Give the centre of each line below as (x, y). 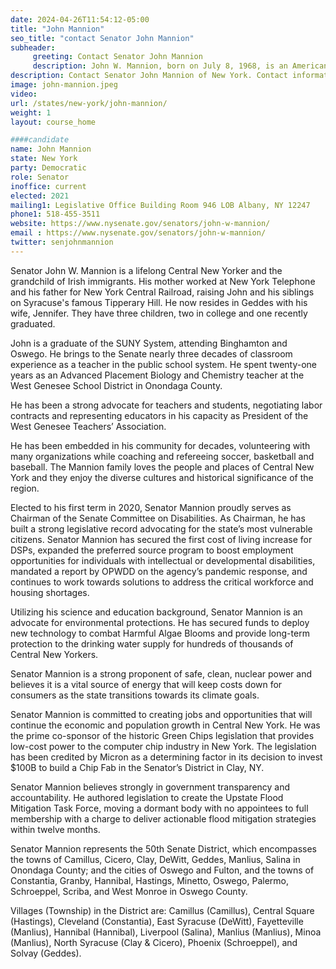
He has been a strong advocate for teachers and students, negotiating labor (166, 405)
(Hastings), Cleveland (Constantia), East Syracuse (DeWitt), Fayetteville (157, 921)
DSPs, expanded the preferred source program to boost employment (152, 550)
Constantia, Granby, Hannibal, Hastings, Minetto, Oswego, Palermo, (150, 880)
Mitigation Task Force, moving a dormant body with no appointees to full (159, 808)
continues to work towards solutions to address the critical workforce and (162, 582)
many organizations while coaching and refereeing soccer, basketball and (162, 456)
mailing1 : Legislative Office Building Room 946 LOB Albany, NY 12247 (160, 205)
